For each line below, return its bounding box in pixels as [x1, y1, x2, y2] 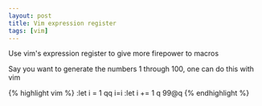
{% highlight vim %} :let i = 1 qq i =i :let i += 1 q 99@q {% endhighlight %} [8, 88, 250, 98]
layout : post [8, 11, 52, 20]
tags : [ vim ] [8, 26, 48, 35]
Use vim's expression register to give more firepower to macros [8, 49, 219, 59]
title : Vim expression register [8, 19, 117, 27]
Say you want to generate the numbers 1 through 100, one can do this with [8, 64, 255, 74]
